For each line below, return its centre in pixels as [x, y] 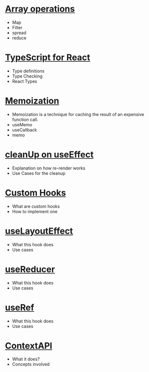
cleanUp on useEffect [49, 154]
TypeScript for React [48, 58]
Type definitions [28, 71]
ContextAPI [29, 346]
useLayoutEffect [39, 231]
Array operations [40, 9]
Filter [17, 27]
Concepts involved [31, 364]
